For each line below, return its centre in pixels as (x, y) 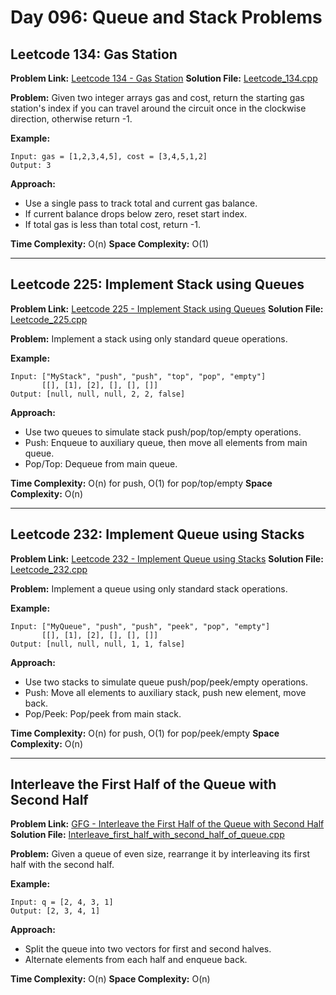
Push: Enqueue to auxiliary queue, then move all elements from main (166, 442)
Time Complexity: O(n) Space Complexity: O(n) (110, 979)
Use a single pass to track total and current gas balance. (141, 203)
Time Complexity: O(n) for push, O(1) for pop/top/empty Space (141, 483)
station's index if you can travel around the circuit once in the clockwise (158, 108)
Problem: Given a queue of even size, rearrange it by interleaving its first (160, 854)
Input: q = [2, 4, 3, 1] (62, 902)
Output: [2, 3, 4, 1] (55, 911)
